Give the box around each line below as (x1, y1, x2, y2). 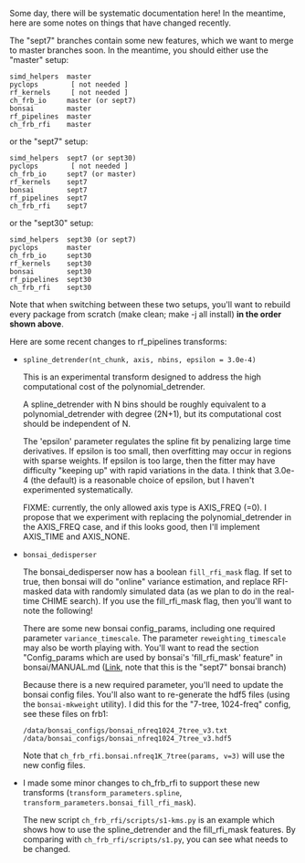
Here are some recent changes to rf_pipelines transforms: (9, 337, 227, 347)
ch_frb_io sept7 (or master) (9, 170, 137, 179)
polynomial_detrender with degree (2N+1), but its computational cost (22, 409, 282, 419)
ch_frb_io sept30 (9, 251, 92, 260)
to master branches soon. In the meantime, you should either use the (9, 45, 269, 56)
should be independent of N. (22, 419, 131, 429)
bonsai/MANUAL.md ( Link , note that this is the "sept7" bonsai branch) (22, 661, 287, 672)
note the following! (22, 606, 93, 616)
